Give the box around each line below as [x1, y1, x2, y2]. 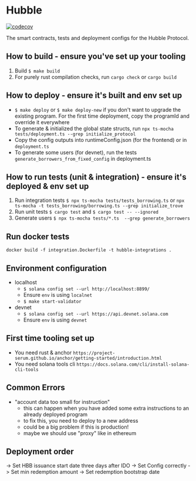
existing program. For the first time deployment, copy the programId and [14, 112, 190, 120]
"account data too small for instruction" [14, 398, 110, 405]
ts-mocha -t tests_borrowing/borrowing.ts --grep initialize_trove [14, 203, 183, 209]
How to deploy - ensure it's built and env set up [6, 91, 183, 101]
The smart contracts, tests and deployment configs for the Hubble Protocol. [6, 34, 190, 41]
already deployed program [23, 410, 88, 418]
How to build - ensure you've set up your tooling [6, 51, 186, 62]
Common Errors [6, 383, 66, 393]
